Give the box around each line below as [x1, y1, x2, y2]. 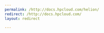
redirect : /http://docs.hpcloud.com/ [4, 12, 82, 16]
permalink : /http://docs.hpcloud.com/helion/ [4, 7, 99, 12]
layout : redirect [4, 16, 40, 21]
